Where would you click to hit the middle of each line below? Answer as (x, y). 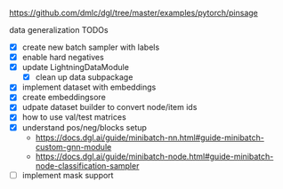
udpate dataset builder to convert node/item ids (109, 107)
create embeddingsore (64, 98)
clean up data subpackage (84, 77)
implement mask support (68, 175)
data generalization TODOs (59, 30)
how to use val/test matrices (74, 117)
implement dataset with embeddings (89, 87)
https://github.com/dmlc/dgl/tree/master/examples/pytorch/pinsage (133, 13)
